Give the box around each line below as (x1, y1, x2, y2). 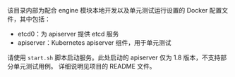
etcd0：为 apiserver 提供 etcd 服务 (17, 30, 119, 38)
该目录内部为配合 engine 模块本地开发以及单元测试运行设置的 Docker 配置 (7, 6, 222, 14)
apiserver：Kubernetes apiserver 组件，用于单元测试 (17, 38, 171, 47)
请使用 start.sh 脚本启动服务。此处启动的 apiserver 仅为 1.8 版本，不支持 (7, 53, 221, 62)
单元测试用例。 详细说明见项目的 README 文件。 (13, 62, 157, 70)
